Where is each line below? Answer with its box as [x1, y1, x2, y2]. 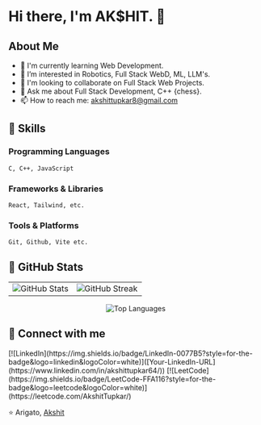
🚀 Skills [8, 122, 46, 135]
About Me [8, 40, 59, 53]
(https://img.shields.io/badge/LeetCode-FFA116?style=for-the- [8, 374, 217, 384]
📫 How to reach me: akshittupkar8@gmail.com [19, 96, 179, 105]
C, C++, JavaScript [8, 165, 74, 173]
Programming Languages [8, 146, 111, 157]
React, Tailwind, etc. [8, 201, 85, 209]
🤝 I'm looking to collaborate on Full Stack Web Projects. [19, 78, 204, 87]
